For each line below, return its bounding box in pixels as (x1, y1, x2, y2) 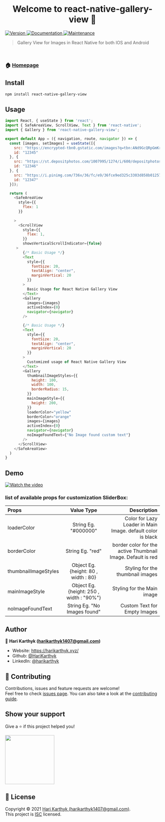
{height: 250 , (68, 588, 100, 595)
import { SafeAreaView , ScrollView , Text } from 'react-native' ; (5, 123, 141, 128)
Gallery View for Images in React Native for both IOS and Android (17, 39, 149, 45)
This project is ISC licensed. (5, 811, 62, 817)
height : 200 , (31, 400, 58, 406)
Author (5, 625, 27, 633)
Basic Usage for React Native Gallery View (27, 286, 118, 292)
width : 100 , (31, 382, 56, 387)
